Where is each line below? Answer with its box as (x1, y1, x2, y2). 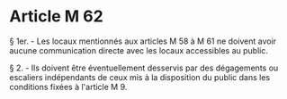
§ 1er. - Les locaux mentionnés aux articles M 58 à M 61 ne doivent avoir (9, 36, 277, 46)
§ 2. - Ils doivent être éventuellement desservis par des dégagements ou (9, 62, 279, 73)
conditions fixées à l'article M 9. (9, 81, 128, 92)
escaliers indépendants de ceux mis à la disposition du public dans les (9, 71, 271, 82)
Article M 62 (9, 6, 103, 27)
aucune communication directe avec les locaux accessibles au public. (9, 45, 268, 55)
